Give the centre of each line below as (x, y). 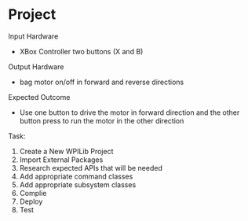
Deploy (31, 201)
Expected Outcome (39, 97)
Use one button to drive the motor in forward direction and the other (129, 112)
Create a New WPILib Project (66, 151)
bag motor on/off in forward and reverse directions (102, 82)
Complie (33, 193)
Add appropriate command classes (76, 176)
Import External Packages (61, 160)
